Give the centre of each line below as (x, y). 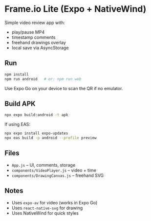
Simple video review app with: (35, 23)
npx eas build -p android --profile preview (51, 138)
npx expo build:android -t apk (36, 115)
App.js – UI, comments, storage (43, 165)
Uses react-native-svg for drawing (47, 208)
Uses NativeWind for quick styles (45, 213)
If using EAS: (17, 124)
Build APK (20, 104)
